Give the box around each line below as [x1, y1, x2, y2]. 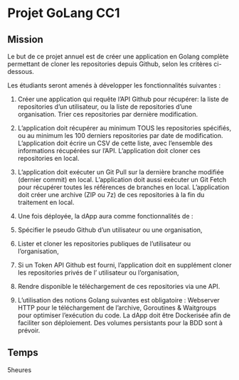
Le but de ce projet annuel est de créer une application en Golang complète [7, 52, 229, 60]
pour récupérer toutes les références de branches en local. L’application [17, 183, 230, 191]
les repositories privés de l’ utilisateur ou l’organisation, [17, 268, 179, 277]
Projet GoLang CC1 [7, 5, 120, 21]
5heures [7, 365, 32, 374]
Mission [7, 33, 44, 46]
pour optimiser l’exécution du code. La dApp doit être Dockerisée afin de [17, 311, 231, 320]
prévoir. [17, 326, 41, 334]
